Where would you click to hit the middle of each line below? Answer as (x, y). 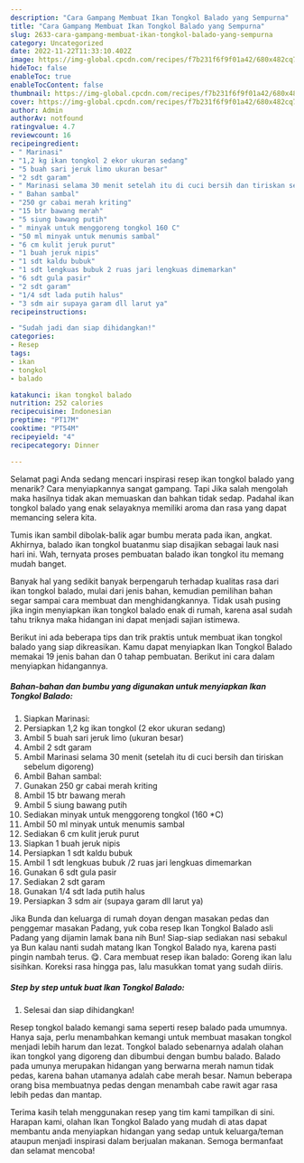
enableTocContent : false (57, 85)
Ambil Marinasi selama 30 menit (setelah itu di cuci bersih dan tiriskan (153, 757)
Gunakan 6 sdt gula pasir (70, 872)
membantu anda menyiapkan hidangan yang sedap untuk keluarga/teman (147, 1131)
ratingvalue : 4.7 (43, 127)
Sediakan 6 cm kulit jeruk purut (81, 834)
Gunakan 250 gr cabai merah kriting (90, 786)
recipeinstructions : (49, 312)
